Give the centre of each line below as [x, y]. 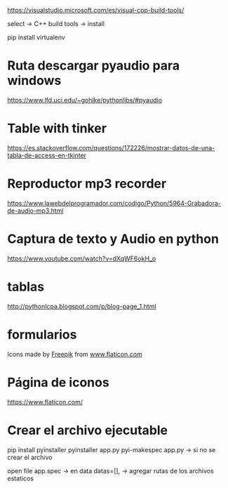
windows [34, 81]
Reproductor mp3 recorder [87, 184]
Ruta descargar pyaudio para [94, 66]
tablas [26, 286]
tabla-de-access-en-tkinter [47, 155]
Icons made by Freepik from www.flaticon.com [75, 354]
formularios [42, 335]
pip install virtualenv [36, 37]
